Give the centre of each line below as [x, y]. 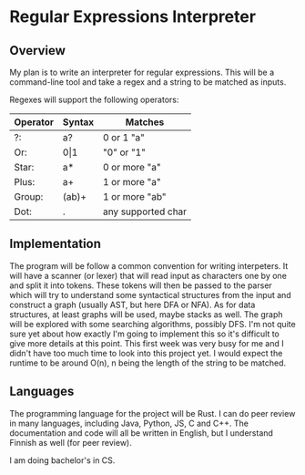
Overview [38, 51]
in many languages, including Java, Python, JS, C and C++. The [129, 423]
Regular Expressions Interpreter [133, 17]
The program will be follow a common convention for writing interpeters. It [149, 265]
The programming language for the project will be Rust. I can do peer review [152, 413]
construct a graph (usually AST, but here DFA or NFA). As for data [132, 305]
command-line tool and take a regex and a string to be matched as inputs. [148, 82]
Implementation [56, 244]
